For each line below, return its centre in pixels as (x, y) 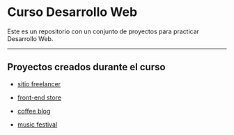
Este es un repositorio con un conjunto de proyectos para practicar (103, 31)
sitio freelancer (39, 84)
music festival (37, 124)
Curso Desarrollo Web (72, 12)
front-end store (39, 97)
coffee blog (34, 111)
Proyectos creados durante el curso (86, 67)
